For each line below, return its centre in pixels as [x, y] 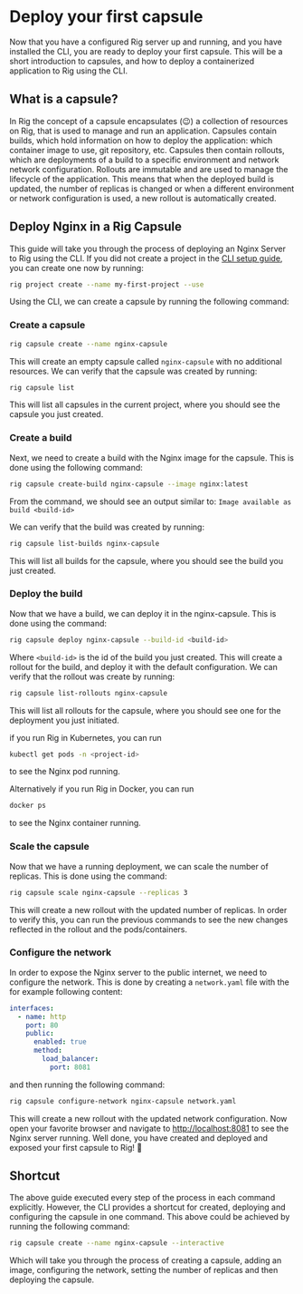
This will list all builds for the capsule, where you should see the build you [146, 560]
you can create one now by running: [77, 268]
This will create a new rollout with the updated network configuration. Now [148, 1118]
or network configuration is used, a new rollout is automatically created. [143, 198]
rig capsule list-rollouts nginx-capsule [89, 693]
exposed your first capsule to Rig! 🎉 [76, 1147]
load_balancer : [71, 1059]
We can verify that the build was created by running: [107, 527]
